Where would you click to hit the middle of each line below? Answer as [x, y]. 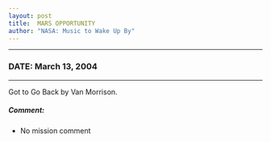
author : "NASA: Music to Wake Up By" [72, 31]
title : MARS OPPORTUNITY [52, 23]
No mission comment [55, 131]
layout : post [30, 16]
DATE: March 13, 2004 [53, 67]
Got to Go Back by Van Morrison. [63, 92]
